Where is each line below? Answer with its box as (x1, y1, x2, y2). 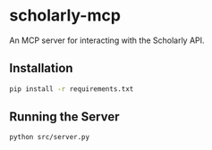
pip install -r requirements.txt (9, 84, 134, 94)
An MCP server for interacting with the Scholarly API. (9, 35, 205, 46)
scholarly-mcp (9, 5, 121, 26)
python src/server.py (9, 133, 90, 142)
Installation (9, 61, 73, 76)
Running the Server (9, 109, 120, 125)
